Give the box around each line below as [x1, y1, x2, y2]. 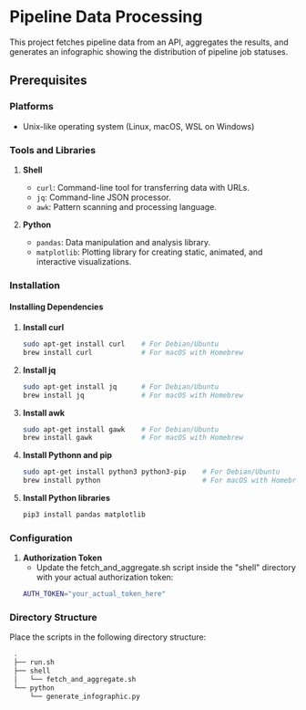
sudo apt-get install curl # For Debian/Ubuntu [22, 339, 219, 349]
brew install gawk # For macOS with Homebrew [22, 433, 244, 443]
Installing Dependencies [9, 301, 104, 312]
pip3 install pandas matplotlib [22, 510, 146, 519]
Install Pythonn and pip [22, 450, 112, 461]
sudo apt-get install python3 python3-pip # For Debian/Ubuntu [22, 467, 280, 476]
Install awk [22, 407, 66, 418]
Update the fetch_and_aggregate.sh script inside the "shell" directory [36, 562, 296, 573]
